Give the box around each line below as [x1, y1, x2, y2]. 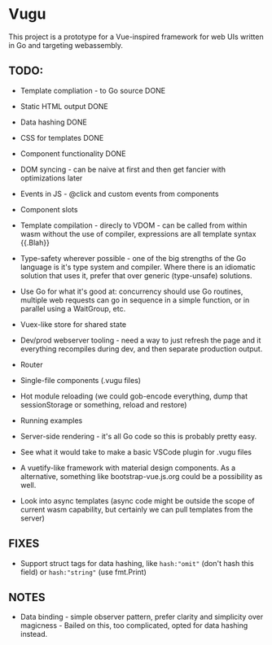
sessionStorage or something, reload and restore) [20, 399, 187, 409]
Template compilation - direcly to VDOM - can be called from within [20, 220, 248, 230]
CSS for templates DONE [20, 133, 104, 142]
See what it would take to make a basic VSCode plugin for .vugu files [20, 447, 252, 456]
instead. [20, 630, 48, 639]
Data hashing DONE [20, 117, 87, 127]
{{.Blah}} [20, 238, 50, 247]
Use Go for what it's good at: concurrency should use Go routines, [20, 286, 243, 296]
